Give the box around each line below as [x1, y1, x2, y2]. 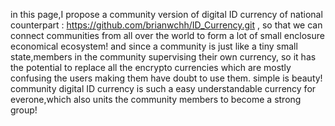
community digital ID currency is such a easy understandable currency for [10, 83, 317, 94]
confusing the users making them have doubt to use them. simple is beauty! [10, 72, 323, 84]
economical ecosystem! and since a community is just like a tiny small [10, 40, 298, 52]
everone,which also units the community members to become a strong [10, 94, 302, 105]
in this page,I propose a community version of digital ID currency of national [10, 9, 323, 20]
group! [10, 104, 38, 116]
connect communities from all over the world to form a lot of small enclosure [10, 30, 325, 41]
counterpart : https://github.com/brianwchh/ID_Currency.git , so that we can [10, 19, 323, 31]
